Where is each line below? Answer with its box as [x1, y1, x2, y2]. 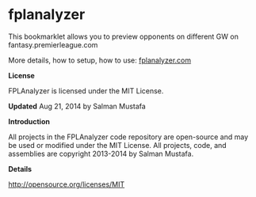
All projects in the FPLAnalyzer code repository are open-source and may [8, 132, 249, 142]
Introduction [8, 116, 50, 126]
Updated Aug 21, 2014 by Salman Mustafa [8, 101, 147, 111]
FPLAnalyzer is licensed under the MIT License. [8, 85, 164, 96]
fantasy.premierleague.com [8, 40, 98, 49]
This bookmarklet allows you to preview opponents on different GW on [8, 32, 239, 41]
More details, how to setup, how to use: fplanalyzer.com [8, 55, 192, 65]
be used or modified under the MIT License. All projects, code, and [8, 140, 227, 150]
